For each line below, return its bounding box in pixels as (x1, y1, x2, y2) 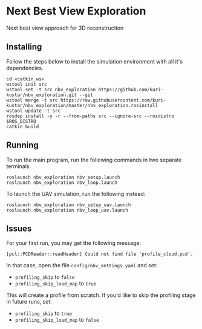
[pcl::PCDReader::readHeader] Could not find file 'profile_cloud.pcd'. (6, 251, 194, 258)
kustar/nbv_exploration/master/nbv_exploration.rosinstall (6, 102, 158, 108)
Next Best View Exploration (6, 4, 146, 18)
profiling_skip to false (15, 273, 75, 281)
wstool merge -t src (6, 97, 59, 103)
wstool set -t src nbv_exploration (6, 86, 96, 93)
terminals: (6, 162, 31, 170)
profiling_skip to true (15, 310, 73, 317)
